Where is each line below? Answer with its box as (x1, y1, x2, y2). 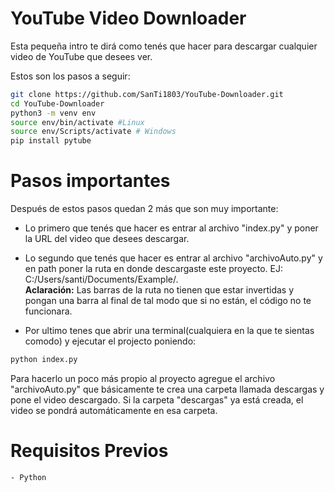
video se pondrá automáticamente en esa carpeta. (10, 405, 218, 416)
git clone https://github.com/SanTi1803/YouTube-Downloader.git (10, 89, 284, 99)
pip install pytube (10, 136, 92, 146)
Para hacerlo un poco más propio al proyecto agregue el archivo (10, 373, 276, 384)
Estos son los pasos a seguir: (10, 70, 131, 82)
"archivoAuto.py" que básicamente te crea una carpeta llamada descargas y (10, 383, 325, 395)
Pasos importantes (10, 170, 171, 192)
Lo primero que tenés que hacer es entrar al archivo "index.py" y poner (24, 222, 319, 234)
